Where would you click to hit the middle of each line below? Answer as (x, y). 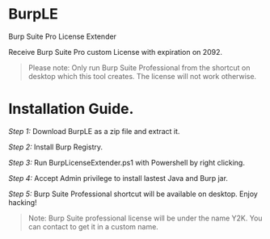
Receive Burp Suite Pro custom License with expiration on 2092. (116, 52)
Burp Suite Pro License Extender (63, 36)
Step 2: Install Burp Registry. (56, 147)
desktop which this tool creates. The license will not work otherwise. (142, 76)
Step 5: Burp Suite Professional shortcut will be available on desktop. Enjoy (133, 194)
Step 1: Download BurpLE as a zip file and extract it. (94, 131)
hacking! (23, 202)
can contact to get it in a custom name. (93, 226)
